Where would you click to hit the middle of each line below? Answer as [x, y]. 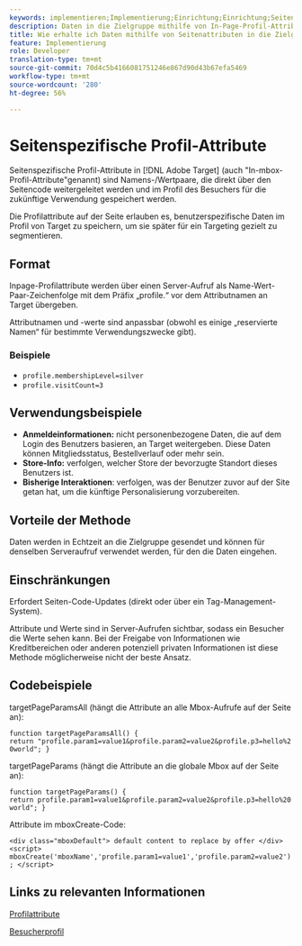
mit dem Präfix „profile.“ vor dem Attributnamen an [174, 296]
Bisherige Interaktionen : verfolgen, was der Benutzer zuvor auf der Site [156, 482]
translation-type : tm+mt [56, 59]
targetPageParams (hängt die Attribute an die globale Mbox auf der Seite [144, 766]
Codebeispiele [51, 686]
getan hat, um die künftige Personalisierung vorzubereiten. [131, 492]
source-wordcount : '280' [56, 85]
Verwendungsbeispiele [76, 412]
